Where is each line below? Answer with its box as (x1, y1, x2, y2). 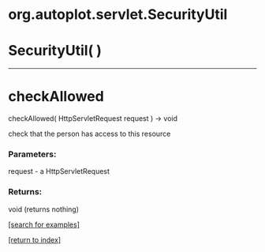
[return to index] (8, 235, 62, 244)
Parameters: (8, 149, 57, 160)
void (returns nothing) (8, 204, 80, 214)
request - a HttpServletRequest (8, 167, 110, 176)
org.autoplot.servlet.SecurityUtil (8, 6, 228, 24)
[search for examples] (8, 220, 80, 229)
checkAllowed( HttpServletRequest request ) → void (8, 114, 178, 123)
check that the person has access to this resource (8, 129, 171, 139)
